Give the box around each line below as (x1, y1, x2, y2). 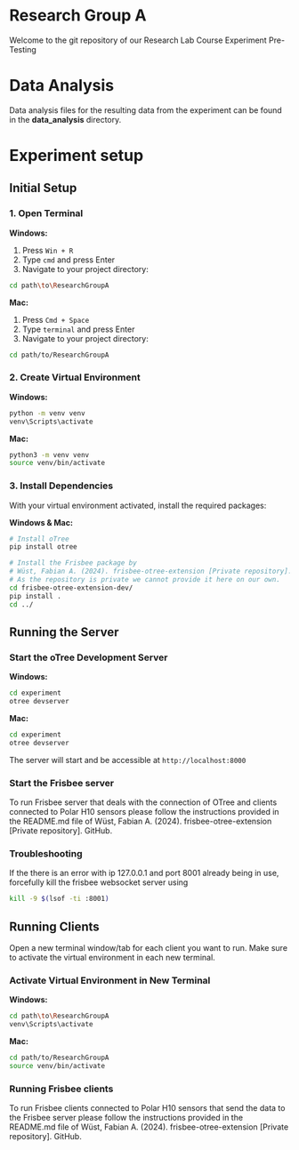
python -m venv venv (9, 408, 86, 418)
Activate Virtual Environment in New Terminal (9, 974, 211, 986)
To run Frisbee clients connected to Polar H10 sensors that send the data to (9, 1103, 286, 1114)
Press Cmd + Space (21, 314, 90, 325)
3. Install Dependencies (9, 479, 114, 492)
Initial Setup (9, 181, 77, 196)
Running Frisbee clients (9, 1082, 114, 1095)
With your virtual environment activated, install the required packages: (9, 500, 267, 511)
